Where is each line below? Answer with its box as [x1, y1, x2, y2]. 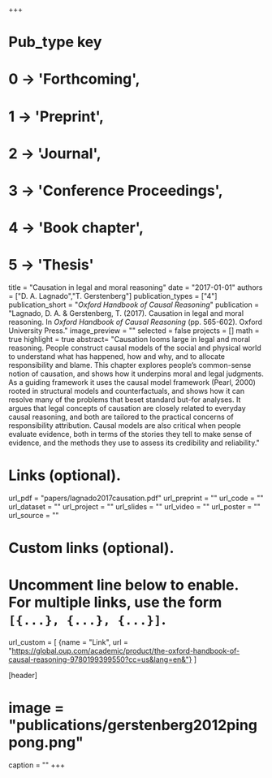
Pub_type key [8, 33, 102, 51]
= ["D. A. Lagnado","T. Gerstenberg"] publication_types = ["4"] [8, 292, 218, 301]
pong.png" [8, 733, 84, 752]
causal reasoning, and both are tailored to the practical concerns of [8, 412, 234, 422]
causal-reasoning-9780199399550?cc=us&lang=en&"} [8, 655, 192, 664]
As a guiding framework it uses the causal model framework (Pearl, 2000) [8, 378, 256, 387]
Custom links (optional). [8, 539, 175, 557]
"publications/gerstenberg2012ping [8, 716, 258, 735]
